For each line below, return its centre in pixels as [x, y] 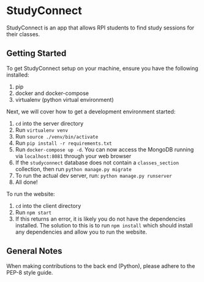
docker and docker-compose [52, 93]
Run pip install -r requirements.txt [63, 143]
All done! [26, 182]
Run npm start [33, 212]
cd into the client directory [48, 205]
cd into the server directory [49, 123]
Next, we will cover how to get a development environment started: [91, 112]
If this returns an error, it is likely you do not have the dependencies [100, 219]
